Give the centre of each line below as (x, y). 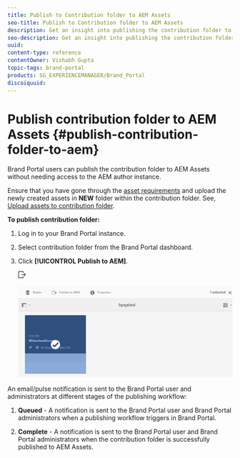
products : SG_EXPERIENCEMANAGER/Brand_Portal (76, 75)
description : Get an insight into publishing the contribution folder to (120, 30)
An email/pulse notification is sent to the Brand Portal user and (99, 389)
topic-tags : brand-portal (46, 68)
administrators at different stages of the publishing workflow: (97, 396)
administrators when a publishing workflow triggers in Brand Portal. (117, 417)
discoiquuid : (27, 83)
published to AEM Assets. (56, 447)
